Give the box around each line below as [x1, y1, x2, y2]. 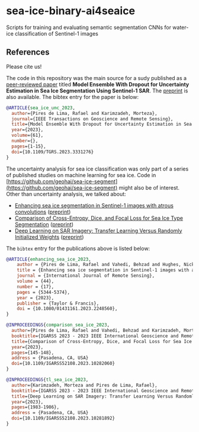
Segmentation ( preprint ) [14, 220, 74, 228]
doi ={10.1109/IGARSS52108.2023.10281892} [11, 415, 115, 421]
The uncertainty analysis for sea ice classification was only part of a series [6, 165, 189, 172]
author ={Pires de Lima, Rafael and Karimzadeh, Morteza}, [11, 110, 158, 116]
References [6, 47, 50, 57]
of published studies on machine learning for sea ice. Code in [6, 171, 156, 178]
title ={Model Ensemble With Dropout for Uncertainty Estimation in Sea [11, 121, 192, 127]
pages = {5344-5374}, [17, 289, 70, 295]
